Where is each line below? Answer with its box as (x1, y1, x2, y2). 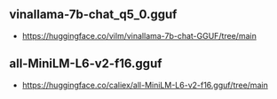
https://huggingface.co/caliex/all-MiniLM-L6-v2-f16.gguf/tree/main (21, 80, 268, 90)
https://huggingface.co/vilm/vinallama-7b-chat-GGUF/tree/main (21, 30, 257, 41)
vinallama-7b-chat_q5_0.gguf (9, 7, 178, 22)
